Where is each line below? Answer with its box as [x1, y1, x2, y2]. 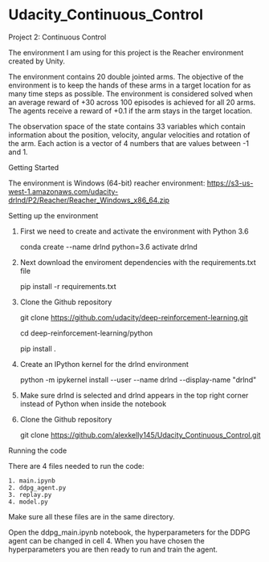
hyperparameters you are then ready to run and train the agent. [8, 544, 218, 554]
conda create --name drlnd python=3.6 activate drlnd [19, 242, 198, 251]
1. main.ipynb [8, 476, 56, 485]
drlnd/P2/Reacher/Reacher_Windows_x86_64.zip [8, 195, 170, 205]
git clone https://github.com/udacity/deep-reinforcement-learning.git [19, 312, 249, 322]
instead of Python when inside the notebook [19, 399, 167, 409]
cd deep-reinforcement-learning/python [19, 328, 153, 338]
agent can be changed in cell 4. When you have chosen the [8, 536, 205, 545]
